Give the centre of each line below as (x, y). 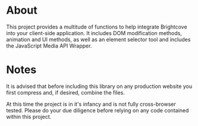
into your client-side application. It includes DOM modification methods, (94, 33)
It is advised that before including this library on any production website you (99, 86)
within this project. (29, 116)
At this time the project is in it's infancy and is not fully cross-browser (91, 104)
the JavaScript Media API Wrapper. (49, 46)
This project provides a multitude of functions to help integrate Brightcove (97, 27)
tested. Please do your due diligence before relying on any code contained (98, 110)
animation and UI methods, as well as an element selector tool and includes (98, 39)
